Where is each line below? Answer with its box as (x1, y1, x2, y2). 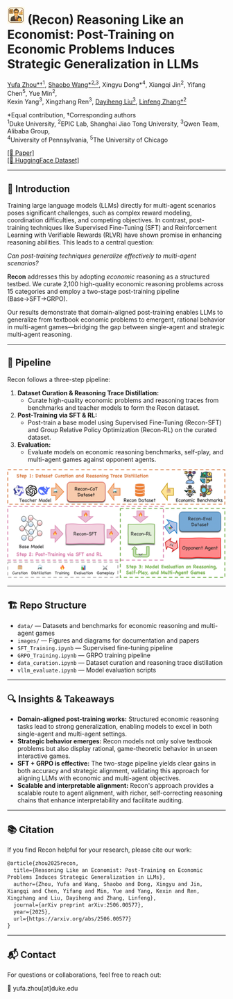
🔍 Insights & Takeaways (7, 693, 114, 705)
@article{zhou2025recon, (7, 860, 79, 867)
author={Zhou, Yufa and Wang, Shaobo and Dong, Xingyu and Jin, (13, 881, 203, 888)
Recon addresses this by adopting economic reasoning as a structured (7, 272, 210, 281)
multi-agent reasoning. (7, 330, 73, 339)
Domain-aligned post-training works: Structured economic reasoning (17, 715, 219, 723)
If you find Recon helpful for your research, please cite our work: (7, 845, 192, 854)
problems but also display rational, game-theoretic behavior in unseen (17, 745, 218, 753)
